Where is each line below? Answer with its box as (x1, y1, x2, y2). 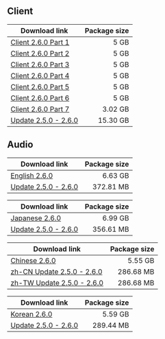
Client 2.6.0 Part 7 (10, 104, 70, 114)
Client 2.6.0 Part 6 (10, 93, 70, 102)
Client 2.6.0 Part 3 (10, 60, 70, 69)
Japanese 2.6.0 (10, 213, 62, 222)
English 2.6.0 (10, 171, 53, 180)
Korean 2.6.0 (10, 309, 53, 318)
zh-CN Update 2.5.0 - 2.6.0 (10, 267, 103, 277)
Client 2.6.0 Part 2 (10, 48, 70, 58)
